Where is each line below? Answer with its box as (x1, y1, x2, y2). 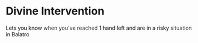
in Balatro (5, 30, 30, 38)
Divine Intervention (5, 4, 104, 18)
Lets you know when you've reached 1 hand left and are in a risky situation (5, 24, 193, 31)
